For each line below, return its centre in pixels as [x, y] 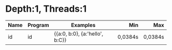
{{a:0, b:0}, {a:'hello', [79, 34]
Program [38, 25]
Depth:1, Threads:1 [46, 9]
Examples [83, 25]
